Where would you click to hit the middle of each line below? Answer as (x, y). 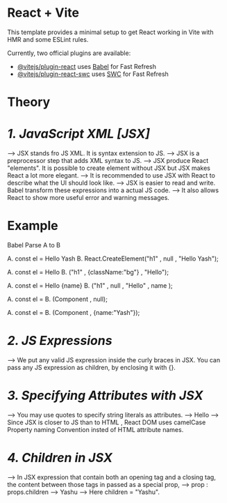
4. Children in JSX (60, 458)
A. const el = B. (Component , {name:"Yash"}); (74, 312)
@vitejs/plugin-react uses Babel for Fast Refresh (87, 66)
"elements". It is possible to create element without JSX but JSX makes (109, 168)
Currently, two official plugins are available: (69, 53)
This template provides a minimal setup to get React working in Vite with (110, 32)
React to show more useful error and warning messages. (89, 198)
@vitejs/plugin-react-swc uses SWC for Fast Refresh (93, 74)
